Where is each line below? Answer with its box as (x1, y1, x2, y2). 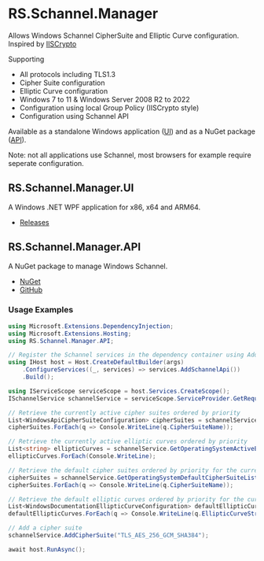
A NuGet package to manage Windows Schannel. (8, 261, 168, 271)
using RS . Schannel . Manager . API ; (8, 337, 114, 345)
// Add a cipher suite (8, 524, 82, 532)
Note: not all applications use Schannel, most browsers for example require (8, 150, 251, 160)
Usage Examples (8, 304, 74, 316)
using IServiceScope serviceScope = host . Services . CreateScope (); (8, 387, 230, 395)
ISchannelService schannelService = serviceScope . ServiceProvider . (8, 394, 234, 402)
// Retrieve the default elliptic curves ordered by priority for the (8, 495, 244, 504)
